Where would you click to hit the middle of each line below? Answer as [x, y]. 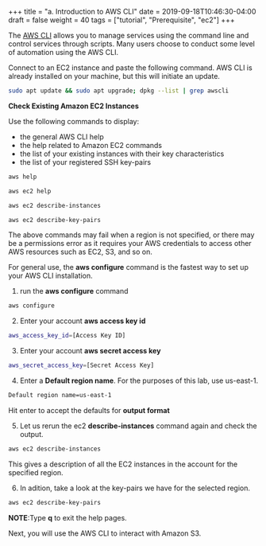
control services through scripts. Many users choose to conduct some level [132, 44]
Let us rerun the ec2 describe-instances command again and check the [139, 426]
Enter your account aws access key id [83, 321]
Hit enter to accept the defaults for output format [89, 410]
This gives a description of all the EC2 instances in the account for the [123, 464]
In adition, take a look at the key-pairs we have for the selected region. [135, 488]
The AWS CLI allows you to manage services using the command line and [129, 35]
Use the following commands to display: [74, 121]
